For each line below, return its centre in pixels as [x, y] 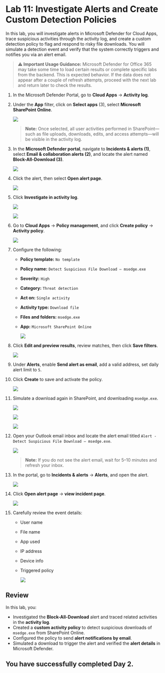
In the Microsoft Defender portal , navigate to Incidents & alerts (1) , [82, 149]
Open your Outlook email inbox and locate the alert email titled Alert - [85, 436]
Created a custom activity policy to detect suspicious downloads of [82, 627]
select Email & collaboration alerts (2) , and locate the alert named [80, 154]
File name [30, 532]
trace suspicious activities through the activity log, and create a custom [78, 39]
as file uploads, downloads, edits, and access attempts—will [98, 134]
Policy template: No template [50, 259]
